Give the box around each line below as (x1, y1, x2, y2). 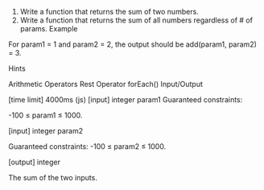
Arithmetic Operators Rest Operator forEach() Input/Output (8, 80, 204, 89)
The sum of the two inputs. (8, 173, 98, 182)
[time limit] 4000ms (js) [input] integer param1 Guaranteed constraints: (8, 95, 243, 104)
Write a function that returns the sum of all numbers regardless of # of (19, 15, 254, 25)
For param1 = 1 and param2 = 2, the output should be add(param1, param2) (8, 39, 258, 49)
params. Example (19, 24, 78, 33)
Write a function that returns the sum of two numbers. (19, 7, 199, 16)
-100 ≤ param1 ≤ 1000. (8, 110, 83, 120)
